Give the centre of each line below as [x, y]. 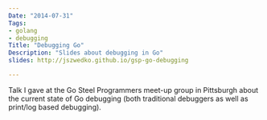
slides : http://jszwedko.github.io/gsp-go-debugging [99, 61]
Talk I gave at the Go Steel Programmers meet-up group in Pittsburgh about [133, 90]
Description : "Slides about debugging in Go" [86, 53]
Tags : [17, 23]
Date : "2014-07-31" [41, 16]
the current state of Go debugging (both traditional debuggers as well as [128, 98]
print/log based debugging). [55, 107]
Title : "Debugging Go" [46, 46]
